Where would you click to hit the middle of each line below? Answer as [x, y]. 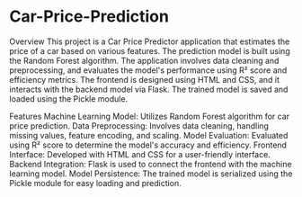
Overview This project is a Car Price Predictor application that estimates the [150, 41]
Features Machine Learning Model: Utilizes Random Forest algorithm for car [150, 116]
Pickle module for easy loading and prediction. [95, 183]
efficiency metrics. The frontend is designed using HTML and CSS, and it [145, 79]
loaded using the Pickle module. [69, 98]
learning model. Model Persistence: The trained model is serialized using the [151, 174]
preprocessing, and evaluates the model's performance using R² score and [148, 70]
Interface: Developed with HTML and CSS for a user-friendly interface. [140, 154]
